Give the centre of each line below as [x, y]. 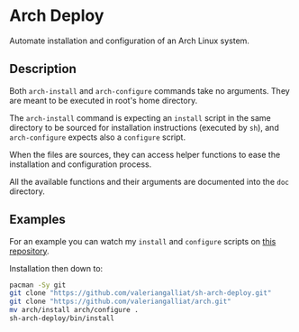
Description [43, 69]
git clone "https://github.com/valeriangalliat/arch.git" [120, 302]
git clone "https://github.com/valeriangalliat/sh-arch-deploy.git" [140, 293]
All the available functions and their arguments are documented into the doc [149, 181]
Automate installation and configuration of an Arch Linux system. [130, 41]
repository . [29, 251]
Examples [37, 220]
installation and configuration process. [81, 164]
